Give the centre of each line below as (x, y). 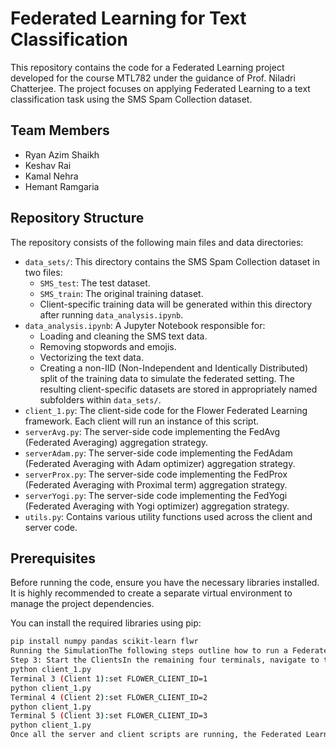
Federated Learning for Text (128, 18)
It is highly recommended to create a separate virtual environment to (151, 593)
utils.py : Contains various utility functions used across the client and (168, 516)
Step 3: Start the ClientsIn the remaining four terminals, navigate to (165, 660)
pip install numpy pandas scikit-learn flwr (104, 642)
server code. (51, 527)
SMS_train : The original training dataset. (121, 293)
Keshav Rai (48, 165)
